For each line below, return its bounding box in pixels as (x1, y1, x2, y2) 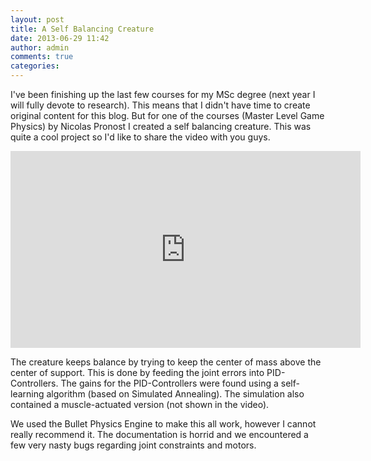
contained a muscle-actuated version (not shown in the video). (10, 399, 270, 410)
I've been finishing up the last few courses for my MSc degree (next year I (10, 89, 316, 100)
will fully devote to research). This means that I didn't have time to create (10, 99, 311, 111)
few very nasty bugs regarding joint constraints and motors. (10, 439, 257, 451)
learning (10, 388, 45, 400)
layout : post (10, 14, 65, 25)
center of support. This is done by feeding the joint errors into (10, 367, 265, 378)
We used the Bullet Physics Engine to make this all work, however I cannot (10, 418, 317, 430)
